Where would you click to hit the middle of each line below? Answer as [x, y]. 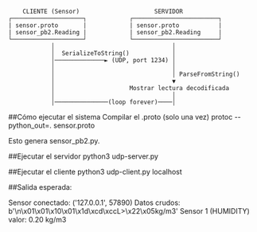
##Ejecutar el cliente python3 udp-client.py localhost [95, 172]
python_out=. [30, 125]
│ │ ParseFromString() [145, 74]
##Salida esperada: [40, 187]
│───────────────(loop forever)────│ [113, 102]
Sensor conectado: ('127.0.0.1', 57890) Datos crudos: [94, 203]
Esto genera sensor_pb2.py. [54, 141]
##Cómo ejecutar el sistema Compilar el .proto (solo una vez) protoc [121, 117]
